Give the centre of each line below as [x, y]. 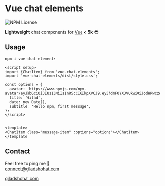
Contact [18, 152]
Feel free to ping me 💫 [27, 163]
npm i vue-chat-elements [30, 59]
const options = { [24, 84]
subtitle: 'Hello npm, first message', [50, 106]
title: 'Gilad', [26, 97]
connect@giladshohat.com [32, 169]
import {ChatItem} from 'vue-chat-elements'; [52, 72]
